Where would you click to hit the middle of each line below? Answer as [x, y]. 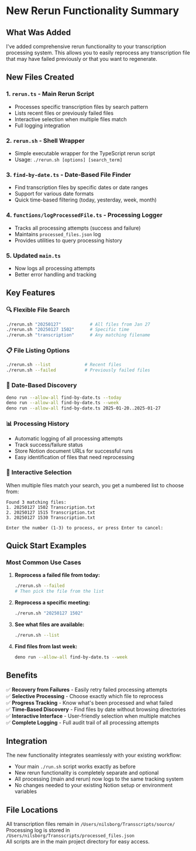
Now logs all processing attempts [55, 268]
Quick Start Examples [46, 546]
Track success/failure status [49, 445]
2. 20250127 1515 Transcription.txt [51, 512]
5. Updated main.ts [34, 255]
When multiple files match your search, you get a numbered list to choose [95, 485]
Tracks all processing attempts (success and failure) [78, 228]
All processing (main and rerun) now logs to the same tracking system [99, 779]
